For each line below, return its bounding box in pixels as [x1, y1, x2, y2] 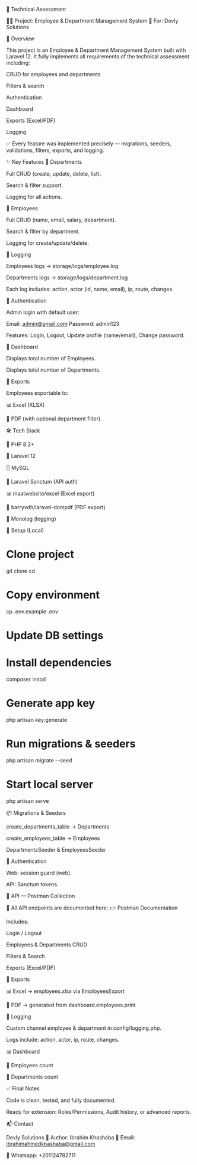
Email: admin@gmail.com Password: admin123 [6, 320, 120, 327]
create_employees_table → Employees [6, 834, 100, 842]
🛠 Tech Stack [6, 427, 40, 434]
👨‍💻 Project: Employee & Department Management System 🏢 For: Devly [6, 17, 179, 24]
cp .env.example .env [6, 608, 58, 615]
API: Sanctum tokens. [6, 880, 59, 887]
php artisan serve [6, 797, 49, 804]
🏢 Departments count [6, 1073, 59, 1080]
